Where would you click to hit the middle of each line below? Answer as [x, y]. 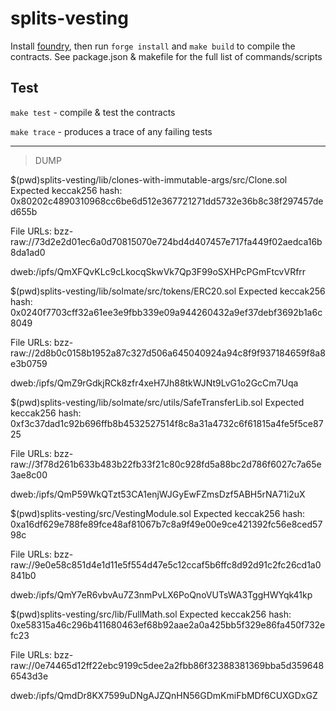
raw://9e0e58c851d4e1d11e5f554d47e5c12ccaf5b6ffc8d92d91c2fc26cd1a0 [166, 564]
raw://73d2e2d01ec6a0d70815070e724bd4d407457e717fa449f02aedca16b [166, 241]
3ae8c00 [29, 474]
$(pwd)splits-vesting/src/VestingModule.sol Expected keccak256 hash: [158, 513]
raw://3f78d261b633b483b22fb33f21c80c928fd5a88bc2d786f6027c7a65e [166, 464]
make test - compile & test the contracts [93, 112]
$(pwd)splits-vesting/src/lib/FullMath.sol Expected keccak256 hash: [151, 614]
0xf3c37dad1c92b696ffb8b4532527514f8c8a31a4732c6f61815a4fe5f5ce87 [167, 423]
